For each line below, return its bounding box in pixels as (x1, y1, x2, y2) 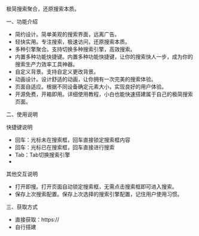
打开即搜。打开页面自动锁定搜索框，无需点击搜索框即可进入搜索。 (14, 183, 177, 190)
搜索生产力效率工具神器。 (14, 60, 78, 68)
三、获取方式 (6, 203, 38, 210)
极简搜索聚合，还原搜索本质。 (6, 5, 79, 12)
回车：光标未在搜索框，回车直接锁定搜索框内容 (14, 137, 130, 143)
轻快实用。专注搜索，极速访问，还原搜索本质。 (14, 38, 130, 45)
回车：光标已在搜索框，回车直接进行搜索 (14, 144, 115, 151)
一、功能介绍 (6, 18, 38, 25)
